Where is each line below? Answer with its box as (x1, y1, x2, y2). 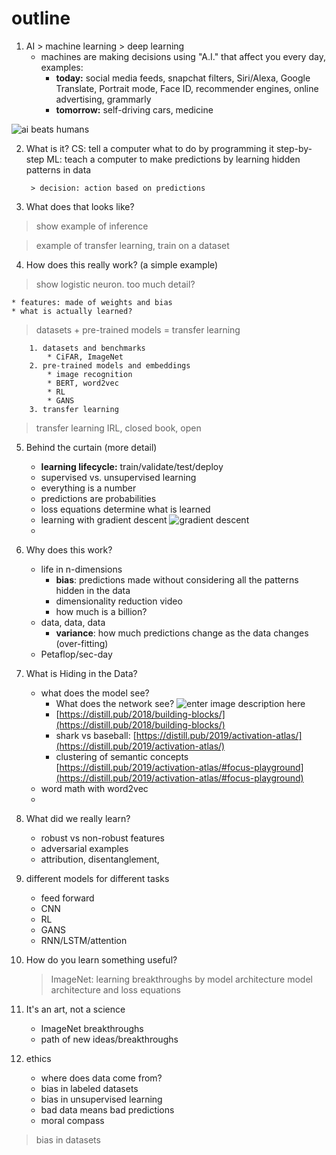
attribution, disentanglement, (40, 853, 160, 865)
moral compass (40, 1114, 105, 1126)
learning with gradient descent (40, 513, 168, 526)
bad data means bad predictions (40, 1103, 175, 1116)
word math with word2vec (40, 782, 149, 794)
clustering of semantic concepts (55, 750, 189, 762)
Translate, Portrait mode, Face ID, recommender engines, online (55, 82, 319, 94)
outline (11, 7, 71, 30)
